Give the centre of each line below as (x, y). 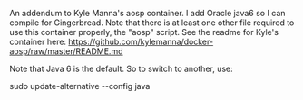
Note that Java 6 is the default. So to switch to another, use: (121, 68)
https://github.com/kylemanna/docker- (141, 41)
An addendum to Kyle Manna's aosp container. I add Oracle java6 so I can (147, 13)
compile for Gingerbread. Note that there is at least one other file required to (152, 23)
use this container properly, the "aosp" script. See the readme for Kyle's (144, 32)
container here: (38, 41)
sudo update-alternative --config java (80, 86)
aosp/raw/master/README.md (66, 51)
